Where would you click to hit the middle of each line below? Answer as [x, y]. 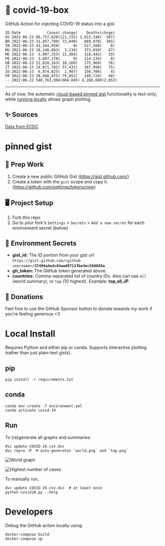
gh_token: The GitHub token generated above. [59, 271]
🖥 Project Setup [29, 203]
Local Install [30, 334]
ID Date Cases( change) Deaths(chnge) [60, 33]
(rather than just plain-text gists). [38, 353]
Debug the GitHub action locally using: [44, 525]
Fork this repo [26, 217]
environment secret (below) [40, 228]
